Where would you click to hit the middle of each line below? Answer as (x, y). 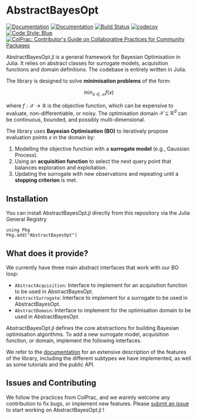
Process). (26, 155)
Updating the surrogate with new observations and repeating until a (96, 174)
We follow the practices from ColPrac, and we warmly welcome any (88, 397)
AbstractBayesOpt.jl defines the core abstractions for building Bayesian (93, 328)
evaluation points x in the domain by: (51, 138)
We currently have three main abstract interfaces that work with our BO (93, 268)
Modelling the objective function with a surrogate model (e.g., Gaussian (102, 149)
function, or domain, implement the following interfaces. (74, 341)
